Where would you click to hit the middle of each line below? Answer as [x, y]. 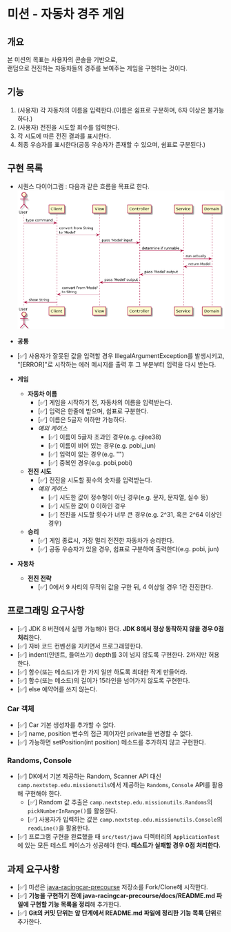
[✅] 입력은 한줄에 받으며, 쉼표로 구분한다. [93, 411]
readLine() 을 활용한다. [59, 828]
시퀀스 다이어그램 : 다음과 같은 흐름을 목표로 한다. [83, 186]
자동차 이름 [42, 394]
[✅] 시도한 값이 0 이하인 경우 [87, 506]
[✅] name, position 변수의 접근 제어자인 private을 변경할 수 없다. [105, 734]
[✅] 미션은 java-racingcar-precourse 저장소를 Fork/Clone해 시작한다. [112, 887]
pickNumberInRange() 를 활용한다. [72, 811]
